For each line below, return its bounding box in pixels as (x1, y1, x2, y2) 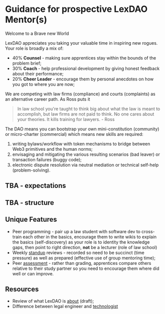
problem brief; (12, 60, 42, 66)
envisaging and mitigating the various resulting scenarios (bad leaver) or (12, 151, 160, 157)
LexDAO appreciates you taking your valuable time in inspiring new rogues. (5, 40, 158, 46)
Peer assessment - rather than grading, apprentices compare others (12, 260, 152, 266)
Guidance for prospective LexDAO (5, 3, 148, 15)
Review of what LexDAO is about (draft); (12, 298, 94, 304)
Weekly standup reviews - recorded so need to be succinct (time (12, 250, 145, 255)
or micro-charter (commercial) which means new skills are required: (5, 131, 144, 137)
